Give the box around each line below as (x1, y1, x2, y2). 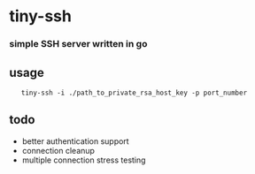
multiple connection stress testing (21, 155, 146, 165)
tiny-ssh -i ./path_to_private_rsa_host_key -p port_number (20, 88, 248, 97)
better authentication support (21, 135, 130, 147)
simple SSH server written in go (9, 38, 148, 50)
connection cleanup (21, 145, 96, 155)
